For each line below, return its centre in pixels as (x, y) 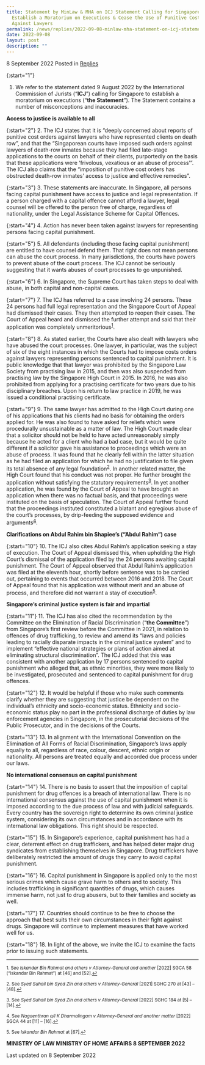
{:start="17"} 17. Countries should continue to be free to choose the (91, 913)
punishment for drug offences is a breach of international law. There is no (99, 793)
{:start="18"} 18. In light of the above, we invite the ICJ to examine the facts (101, 945)
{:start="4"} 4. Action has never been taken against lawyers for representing (102, 225)
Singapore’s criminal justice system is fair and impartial (78, 604)
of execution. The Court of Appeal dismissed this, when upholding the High (101, 552)
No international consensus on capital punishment (72, 775)
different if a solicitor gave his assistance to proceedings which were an (97, 448)
